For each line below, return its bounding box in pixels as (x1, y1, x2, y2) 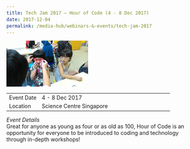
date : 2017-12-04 (6, 16, 51, 23)
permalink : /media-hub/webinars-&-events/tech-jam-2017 (6, 23, 152, 29)
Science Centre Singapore (42, 102, 108, 110)
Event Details (6, 116, 40, 123)
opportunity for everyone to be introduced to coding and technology (6, 129, 179, 136)
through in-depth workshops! (6, 136, 81, 143)
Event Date (9, 94, 37, 101)
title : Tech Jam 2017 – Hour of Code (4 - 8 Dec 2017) (6, 10, 150, 16)
